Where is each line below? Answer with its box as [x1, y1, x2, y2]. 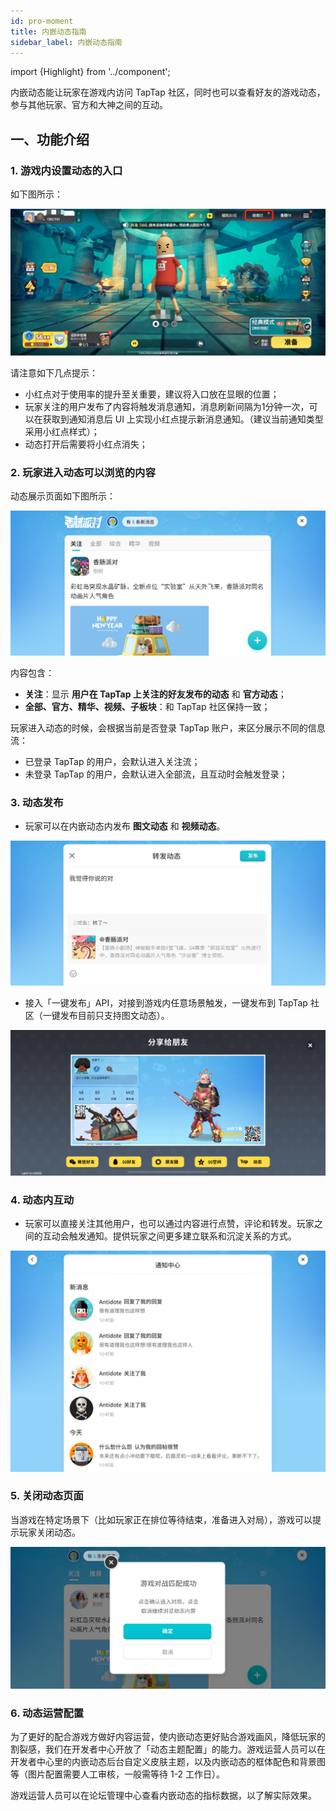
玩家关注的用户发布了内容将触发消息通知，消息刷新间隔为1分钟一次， [24, 400, 310, 412]
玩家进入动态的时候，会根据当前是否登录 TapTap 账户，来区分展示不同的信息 [10, 721, 326, 734]
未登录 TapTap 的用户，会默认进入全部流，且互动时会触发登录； [24, 768, 288, 780]
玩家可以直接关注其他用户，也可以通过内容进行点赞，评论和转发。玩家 [24, 1218, 315, 1230]
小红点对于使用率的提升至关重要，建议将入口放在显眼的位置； [24, 388, 280, 400]
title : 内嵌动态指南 [10, 26, 87, 37]
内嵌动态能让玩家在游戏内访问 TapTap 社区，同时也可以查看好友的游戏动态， [10, 86, 326, 99]
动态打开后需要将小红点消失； [24, 438, 148, 450]
